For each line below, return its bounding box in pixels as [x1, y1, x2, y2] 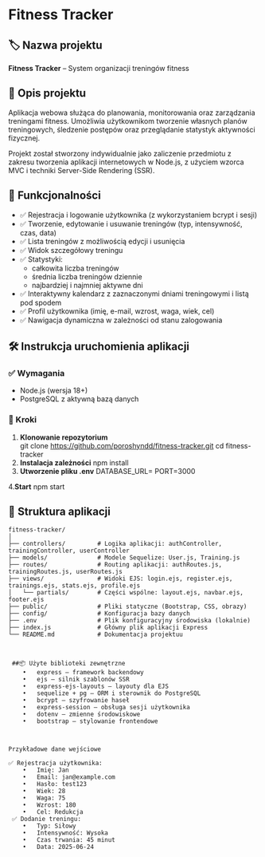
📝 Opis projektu [8, 86, 86, 101]
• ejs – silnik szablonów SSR [22, 676, 130, 684]
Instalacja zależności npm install [19, 457, 129, 468]
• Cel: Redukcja [22, 808, 84, 816]
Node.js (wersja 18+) [19, 385, 88, 396]
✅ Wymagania [8, 367, 65, 378]
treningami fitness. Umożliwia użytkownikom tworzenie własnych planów [8, 116, 248, 125]
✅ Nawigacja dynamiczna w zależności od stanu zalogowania [19, 315, 223, 325]
